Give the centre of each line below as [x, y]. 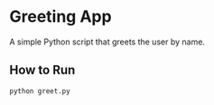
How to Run [42, 70]
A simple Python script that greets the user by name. [107, 42]
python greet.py [40, 91]
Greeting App [60, 17]
